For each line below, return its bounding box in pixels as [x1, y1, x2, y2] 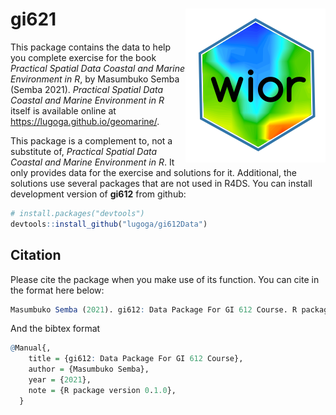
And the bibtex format [10, 323, 101, 335]
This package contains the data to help [10, 41, 172, 53]
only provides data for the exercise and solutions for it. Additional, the [10, 166, 297, 178]
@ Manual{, [10, 343, 52, 353]
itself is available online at [10, 104, 117, 117]
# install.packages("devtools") [10, 208, 145, 218]
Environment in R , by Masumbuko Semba [10, 73, 180, 85]
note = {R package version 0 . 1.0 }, [28, 385, 177, 395]
